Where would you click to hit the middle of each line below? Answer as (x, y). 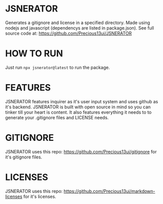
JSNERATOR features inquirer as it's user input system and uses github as (82, 101)
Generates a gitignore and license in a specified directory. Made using (78, 23)
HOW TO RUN (34, 54)
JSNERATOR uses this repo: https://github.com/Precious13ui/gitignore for (81, 151)
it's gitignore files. (24, 157)
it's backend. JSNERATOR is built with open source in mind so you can (78, 107)
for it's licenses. (40, 196)
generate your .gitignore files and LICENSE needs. (57, 117)
